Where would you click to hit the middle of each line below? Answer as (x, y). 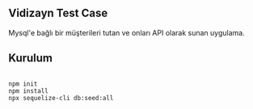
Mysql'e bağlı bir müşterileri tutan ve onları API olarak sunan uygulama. (126, 32)
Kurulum (31, 59)
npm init (23, 84)
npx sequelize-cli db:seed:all (61, 98)
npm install (28, 91)
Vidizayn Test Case (58, 13)
